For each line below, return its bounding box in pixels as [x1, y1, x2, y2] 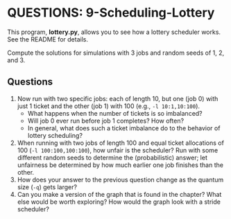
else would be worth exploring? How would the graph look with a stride [17, 198, 221, 206]
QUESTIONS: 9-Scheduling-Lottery [7, 5, 215, 21]
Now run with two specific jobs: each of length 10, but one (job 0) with [17, 94, 219, 103]
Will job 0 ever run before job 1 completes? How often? [27, 116, 185, 125]
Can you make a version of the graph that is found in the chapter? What [17, 190, 222, 198]
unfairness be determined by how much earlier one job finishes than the [17, 161, 224, 169]
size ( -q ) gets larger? [17, 182, 78, 191]
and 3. [7, 55, 26, 64]
